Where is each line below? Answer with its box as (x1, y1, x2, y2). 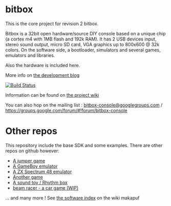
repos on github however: (5, 148, 60, 154)
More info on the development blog (5, 72, 80, 78)
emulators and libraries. (5, 52, 55, 58)
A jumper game (12, 157, 46, 163)
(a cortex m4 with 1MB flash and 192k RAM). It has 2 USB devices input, (5, 36, 157, 42)
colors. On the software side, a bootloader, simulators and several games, (5, 47, 161, 53)
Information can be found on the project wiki (5, 92, 99, 98)
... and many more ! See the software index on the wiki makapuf (5, 195, 140, 201)
